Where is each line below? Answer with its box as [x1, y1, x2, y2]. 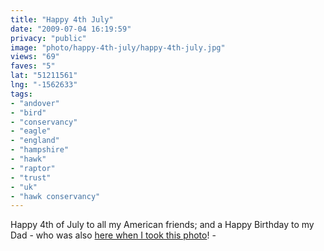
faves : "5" [10, 61, 56, 71]
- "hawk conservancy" [10, 191, 101, 201]
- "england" [10, 136, 60, 146]
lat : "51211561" [10, 71, 78, 81]
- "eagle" [10, 126, 52, 136]
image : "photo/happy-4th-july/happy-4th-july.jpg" [10, 42, 226, 53]
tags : [10, 89, 33, 99]
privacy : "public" [10, 33, 87, 43]
